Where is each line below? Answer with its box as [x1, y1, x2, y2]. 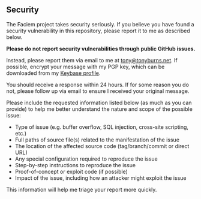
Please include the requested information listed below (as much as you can [6, 99, 192, 106]
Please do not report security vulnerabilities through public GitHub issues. [6, 45, 196, 52]
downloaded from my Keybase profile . [6, 69, 101, 77]
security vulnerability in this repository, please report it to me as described [6, 27, 190, 34]
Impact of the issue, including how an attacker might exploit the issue [14, 174, 187, 182]
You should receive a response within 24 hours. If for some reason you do [6, 81, 189, 88]
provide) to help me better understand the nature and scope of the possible [6, 105, 193, 113]
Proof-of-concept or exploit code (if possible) [14, 168, 128, 175]
